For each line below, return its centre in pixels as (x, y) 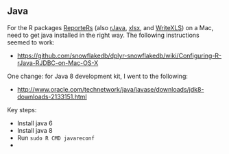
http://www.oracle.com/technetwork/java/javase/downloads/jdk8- (110, 89)
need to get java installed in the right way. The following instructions (104, 35)
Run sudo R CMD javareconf (56, 138)
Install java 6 (35, 123)
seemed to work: (31, 42)
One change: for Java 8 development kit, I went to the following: (98, 76)
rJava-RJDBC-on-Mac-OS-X (58, 63)
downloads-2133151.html (52, 97)
